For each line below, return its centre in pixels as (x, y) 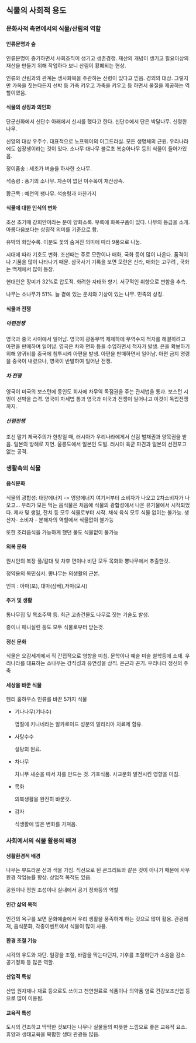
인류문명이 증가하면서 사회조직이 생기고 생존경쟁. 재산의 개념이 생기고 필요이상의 (97, 58)
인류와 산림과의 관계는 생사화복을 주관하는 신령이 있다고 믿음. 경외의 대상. (90, 78)
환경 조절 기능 (21, 941)
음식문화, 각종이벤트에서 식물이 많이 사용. (61, 926)
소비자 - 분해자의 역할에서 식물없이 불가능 (67, 520)
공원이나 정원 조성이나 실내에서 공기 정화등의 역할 (62, 890)
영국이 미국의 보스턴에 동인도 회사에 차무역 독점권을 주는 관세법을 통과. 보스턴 (94, 392)
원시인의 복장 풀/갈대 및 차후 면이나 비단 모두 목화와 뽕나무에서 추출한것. (88, 561)
